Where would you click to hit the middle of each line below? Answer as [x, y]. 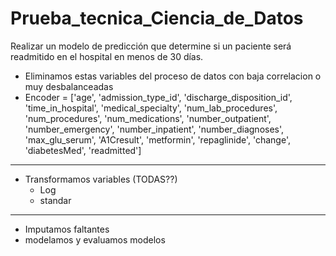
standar [55, 200]
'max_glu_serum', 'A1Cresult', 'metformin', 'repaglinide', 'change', [157, 139]
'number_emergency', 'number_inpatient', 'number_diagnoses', [154, 129]
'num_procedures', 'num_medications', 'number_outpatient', [148, 118]
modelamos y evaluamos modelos [95, 239]
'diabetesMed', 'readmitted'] [83, 150]
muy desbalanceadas [69, 86]
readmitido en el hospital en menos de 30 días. [107, 56]
